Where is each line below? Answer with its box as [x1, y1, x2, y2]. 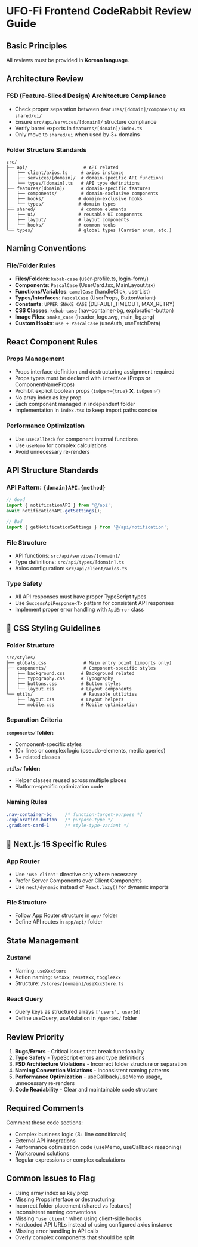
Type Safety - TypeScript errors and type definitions [14, 1054, 145, 1061]
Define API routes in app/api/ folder [14, 918, 103, 925]
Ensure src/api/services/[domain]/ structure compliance [14, 118, 157, 125]
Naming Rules [6, 798, 48, 806]
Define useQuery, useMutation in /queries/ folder [14, 1014, 138, 1022]
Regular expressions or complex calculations [14, 1156, 125, 1163]
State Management [6, 936, 79, 946]
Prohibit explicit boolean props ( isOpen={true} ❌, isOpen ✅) [14, 387, 160, 395]
